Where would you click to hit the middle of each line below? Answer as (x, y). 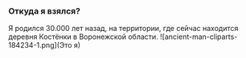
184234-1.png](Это (40, 45)
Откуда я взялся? (44, 11)
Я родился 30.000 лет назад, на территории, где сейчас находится (123, 29)
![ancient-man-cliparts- (199, 37)
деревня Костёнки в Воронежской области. (83, 37)
